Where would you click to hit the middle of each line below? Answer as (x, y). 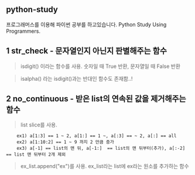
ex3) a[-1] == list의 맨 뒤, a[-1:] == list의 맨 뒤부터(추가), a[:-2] (101, 149)
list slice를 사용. (39, 125)
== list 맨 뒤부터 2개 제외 (36, 155)
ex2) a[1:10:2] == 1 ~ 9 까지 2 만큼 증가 (65, 142)
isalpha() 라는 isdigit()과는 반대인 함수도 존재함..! (76, 78)
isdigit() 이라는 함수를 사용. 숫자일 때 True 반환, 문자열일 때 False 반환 (100, 66)
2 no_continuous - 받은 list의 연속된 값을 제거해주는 (96, 99)
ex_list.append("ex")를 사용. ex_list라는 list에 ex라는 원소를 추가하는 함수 (105, 166)
